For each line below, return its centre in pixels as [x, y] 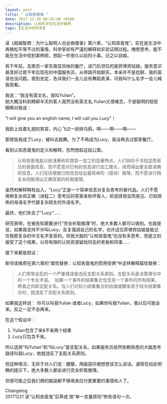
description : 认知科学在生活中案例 [38, 24]
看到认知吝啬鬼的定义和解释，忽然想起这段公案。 [55, 150]
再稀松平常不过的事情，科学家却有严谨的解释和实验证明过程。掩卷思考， [79, 49]
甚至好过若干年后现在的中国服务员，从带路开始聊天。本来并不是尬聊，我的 [81, 72]
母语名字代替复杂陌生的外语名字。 [48, 202]
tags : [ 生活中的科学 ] [25, 28]
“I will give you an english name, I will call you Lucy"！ [60, 118]
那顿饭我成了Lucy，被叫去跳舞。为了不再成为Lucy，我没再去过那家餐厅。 [80, 139]
